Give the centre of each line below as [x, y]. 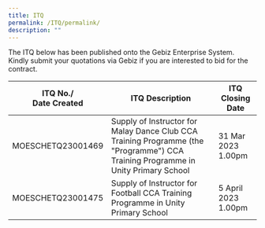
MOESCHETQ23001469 [58, 146]
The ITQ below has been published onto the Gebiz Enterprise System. [121, 53]
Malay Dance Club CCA [155, 131]
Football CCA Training [151, 193]
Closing [235, 98]
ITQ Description [161, 98]
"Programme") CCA [147, 151]
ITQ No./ [58, 94]
